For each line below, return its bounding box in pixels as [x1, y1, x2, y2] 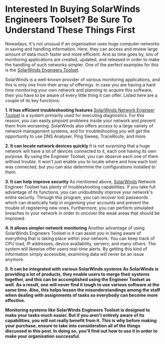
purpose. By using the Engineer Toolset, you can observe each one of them [5, 153, 159, 159]
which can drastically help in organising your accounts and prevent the [5, 199, 149, 205]
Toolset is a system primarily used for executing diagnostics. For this [5, 112, 144, 118]
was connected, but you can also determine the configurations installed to [5, 164, 156, 170]
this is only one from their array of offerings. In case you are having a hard [5, 81, 156, 87]
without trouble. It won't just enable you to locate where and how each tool [5, 158, 157, 164]
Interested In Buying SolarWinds [5, 3, 140, 15]
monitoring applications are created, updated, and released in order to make [5, 56, 160, 62]
